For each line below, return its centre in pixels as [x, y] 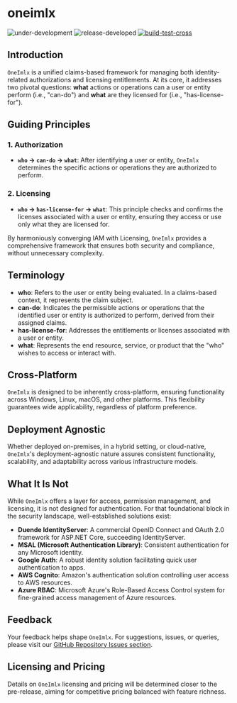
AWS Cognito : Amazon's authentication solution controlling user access [123, 575]
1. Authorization [35, 145]
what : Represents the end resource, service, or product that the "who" [121, 345]
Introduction [35, 55]
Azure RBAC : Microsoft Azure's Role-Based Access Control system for [121, 589]
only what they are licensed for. [64, 224]
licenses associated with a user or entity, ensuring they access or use [120, 216]
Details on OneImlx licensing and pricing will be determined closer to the [112, 684]
